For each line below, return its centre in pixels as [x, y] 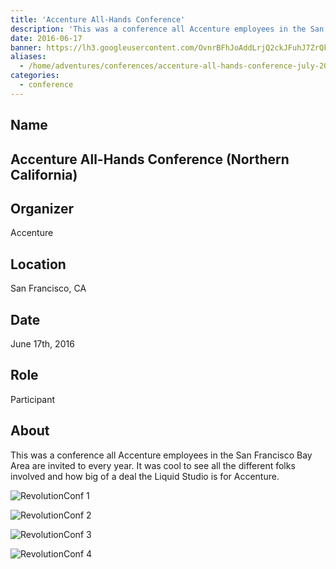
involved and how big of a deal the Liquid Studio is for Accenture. [145, 476]
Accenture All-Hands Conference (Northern [150, 159]
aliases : [28, 57]
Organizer [42, 208]
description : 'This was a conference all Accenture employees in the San [167, 29]
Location [38, 264]
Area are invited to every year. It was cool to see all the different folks [153, 465]
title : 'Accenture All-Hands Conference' [98, 19]
